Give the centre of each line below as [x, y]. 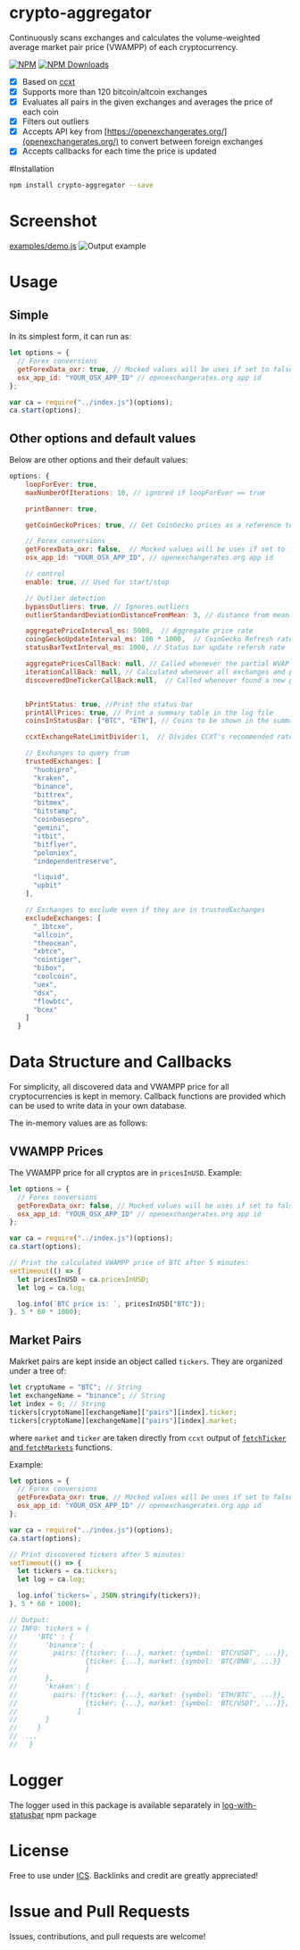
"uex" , [45, 984]
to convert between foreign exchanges [192, 142]
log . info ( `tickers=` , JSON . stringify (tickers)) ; [109, 1596]
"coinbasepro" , [61, 820]
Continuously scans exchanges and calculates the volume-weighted [135, 38]
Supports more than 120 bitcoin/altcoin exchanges [115, 92]
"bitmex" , [51, 803]
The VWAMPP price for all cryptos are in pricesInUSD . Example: [126, 1172]
